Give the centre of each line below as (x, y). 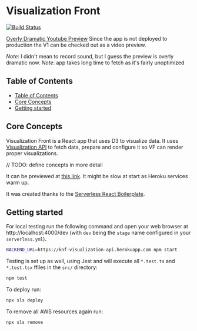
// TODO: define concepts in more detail (54, 165)
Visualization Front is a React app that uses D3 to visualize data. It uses (92, 140)
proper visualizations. (32, 153)
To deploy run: (24, 290)
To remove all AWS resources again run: (55, 312)
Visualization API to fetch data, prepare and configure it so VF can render (95, 147)
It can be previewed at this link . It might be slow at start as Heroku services (97, 176)
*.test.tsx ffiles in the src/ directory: (52, 267)
